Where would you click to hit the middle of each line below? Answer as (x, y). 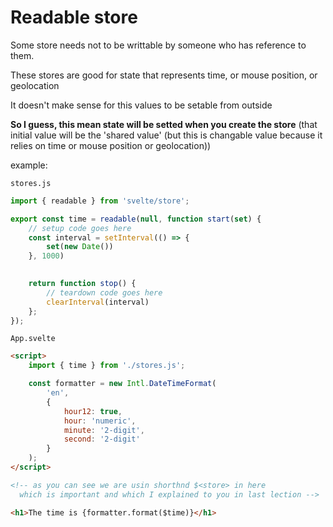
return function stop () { (82, 284)
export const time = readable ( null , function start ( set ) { (136, 219)
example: (29, 165)
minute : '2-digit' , (104, 430)
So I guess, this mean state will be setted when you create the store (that (164, 124)
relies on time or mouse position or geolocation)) (111, 145)
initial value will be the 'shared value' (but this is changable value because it (166, 135)
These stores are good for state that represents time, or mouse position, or (164, 75)
